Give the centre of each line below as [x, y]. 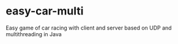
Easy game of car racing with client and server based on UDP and [89, 28]
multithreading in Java [34, 34]
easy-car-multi [45, 11]
